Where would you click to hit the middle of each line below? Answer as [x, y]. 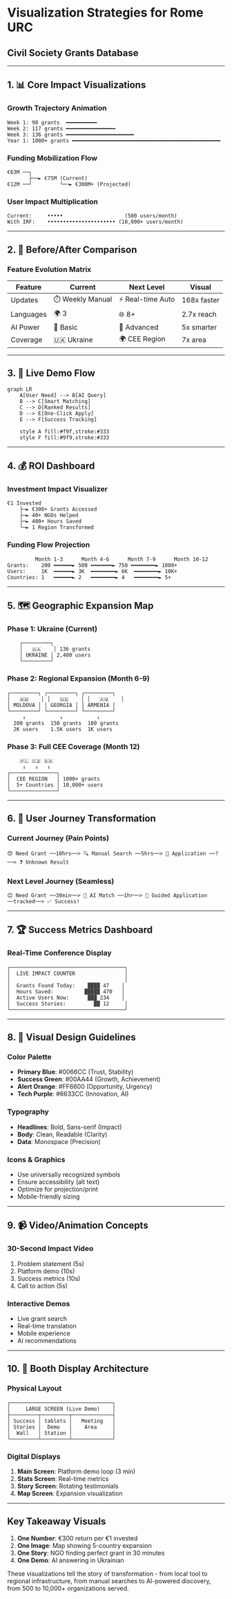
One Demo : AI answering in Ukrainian [70, 1560]
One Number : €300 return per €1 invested [77, 1538]
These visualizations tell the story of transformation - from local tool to [107, 1573]
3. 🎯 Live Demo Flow [51, 373]
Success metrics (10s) [49, 1278]
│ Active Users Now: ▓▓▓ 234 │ [66, 998]
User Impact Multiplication [53, 202]
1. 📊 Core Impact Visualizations [77, 85]
